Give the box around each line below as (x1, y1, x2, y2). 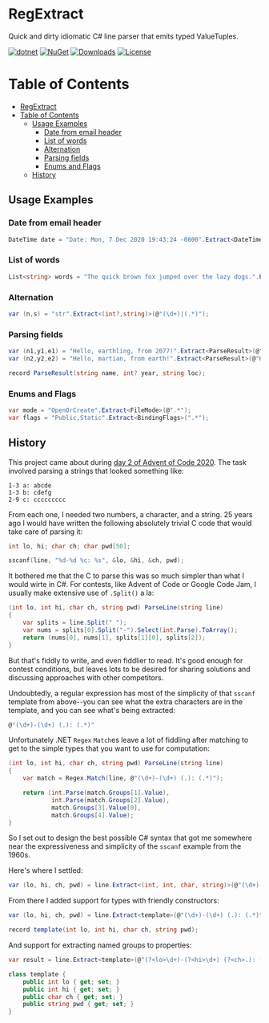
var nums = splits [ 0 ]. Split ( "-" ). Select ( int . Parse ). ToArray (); (22, 626, 239, 634)
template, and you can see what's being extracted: (8, 705, 176, 715)
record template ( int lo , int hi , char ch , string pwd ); (8, 926, 199, 934)
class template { (8, 970, 66, 978)
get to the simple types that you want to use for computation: (8, 744, 211, 753)
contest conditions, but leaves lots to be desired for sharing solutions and (8, 664, 251, 674)
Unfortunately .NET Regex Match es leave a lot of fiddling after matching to (8, 736, 249, 745)
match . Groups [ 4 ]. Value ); (50, 811, 134, 819)
